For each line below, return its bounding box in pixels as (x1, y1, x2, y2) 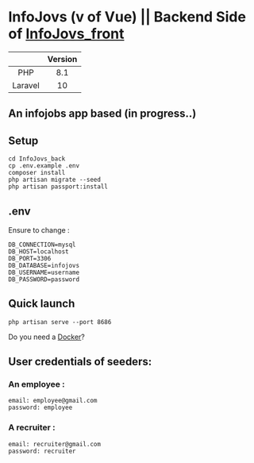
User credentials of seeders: (8, 355, 152, 368)
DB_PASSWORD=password (8, 275, 80, 284)
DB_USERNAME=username (8, 268, 80, 276)
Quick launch (8, 297, 75, 311)
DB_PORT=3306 (8, 254, 52, 262)
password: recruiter (8, 447, 77, 455)
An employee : (8, 379, 65, 390)
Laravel (12, 79, 40, 91)
